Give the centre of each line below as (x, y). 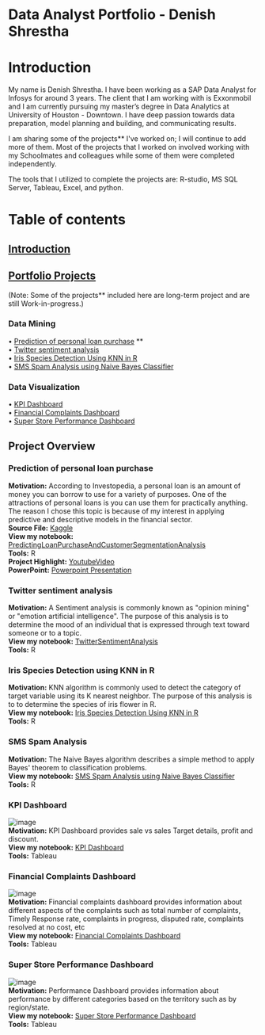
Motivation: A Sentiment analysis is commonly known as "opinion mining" (129, 608)
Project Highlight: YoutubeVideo (61, 561)
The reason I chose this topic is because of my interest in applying (116, 511)
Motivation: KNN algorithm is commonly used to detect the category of (125, 688)
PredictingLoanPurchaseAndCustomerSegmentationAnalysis (107, 544)
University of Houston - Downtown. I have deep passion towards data (122, 115)
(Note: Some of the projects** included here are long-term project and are (129, 295)
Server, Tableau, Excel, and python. (66, 188)
